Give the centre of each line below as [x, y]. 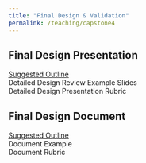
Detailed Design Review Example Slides [73, 83]
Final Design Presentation [73, 55]
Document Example [40, 144]
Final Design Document [67, 116]
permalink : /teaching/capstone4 [61, 23]
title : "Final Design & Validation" [69, 16]
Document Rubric [37, 153]
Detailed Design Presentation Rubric [67, 91]
